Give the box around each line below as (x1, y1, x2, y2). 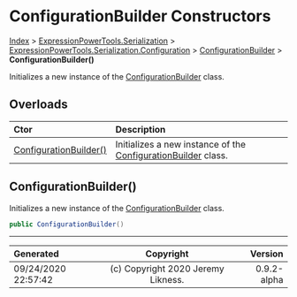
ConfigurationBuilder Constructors (9, 6, 271, 27)
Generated (13, 247, 59, 260)
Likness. (149, 274, 185, 286)
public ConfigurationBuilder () (9, 219, 125, 229)
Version (249, 247, 284, 260)
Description (115, 123, 166, 135)
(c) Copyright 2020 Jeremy (110, 263, 225, 275)
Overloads (9, 97, 68, 112)
